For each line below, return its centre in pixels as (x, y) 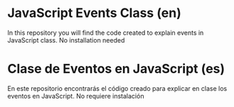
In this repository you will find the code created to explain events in (106, 33)
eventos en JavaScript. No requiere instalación (76, 96)
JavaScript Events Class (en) (94, 13)
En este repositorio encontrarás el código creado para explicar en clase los (117, 88)
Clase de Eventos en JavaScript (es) (116, 69)
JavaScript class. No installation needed (66, 40)
